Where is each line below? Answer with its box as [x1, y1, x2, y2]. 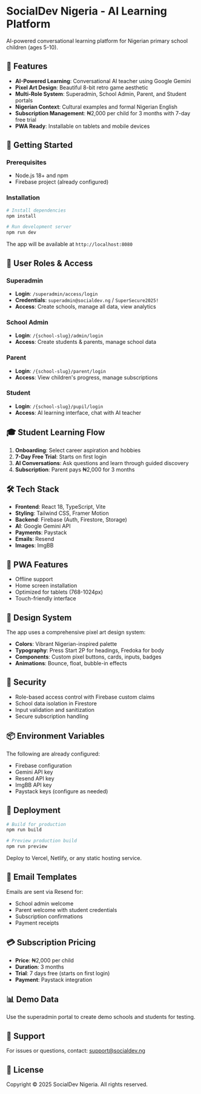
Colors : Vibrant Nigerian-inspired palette [15, 640, 117, 648]
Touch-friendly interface [15, 595, 77, 602]
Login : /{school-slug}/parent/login [15, 367, 106, 374]
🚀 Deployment [6, 805, 61, 816]
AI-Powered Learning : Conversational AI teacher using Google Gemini [15, 77, 191, 84]
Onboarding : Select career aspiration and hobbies [15, 446, 141, 454]
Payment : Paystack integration [15, 976, 93, 983]
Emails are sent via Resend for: [6, 888, 84, 895]
